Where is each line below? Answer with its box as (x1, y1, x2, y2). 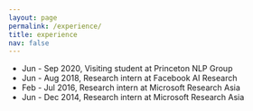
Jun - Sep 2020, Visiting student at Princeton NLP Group (21, 63, 233, 74)
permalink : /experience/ (8, 22, 102, 31)
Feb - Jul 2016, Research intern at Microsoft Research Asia (21, 82, 241, 93)
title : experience (8, 30, 78, 39)
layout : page (8, 13, 58, 23)
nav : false (8, 38, 50, 48)
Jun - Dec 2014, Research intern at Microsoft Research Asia (21, 92, 245, 103)
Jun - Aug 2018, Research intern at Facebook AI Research (21, 73, 238, 84)
